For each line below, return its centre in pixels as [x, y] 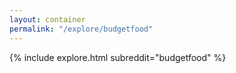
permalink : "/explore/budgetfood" [81, 29]
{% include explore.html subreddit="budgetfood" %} [118, 57]
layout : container [47, 19]
